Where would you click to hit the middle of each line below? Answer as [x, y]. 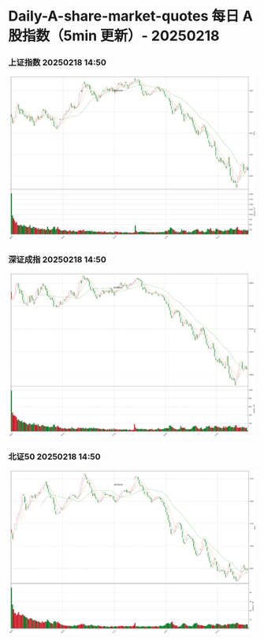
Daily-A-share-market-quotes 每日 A [131, 16]
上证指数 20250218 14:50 [57, 62]
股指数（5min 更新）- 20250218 [114, 36]
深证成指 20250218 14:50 [57, 259]
